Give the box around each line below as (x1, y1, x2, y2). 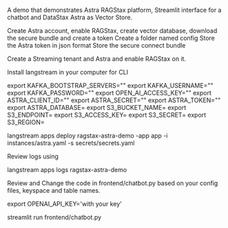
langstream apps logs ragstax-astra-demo (7, 166, 127, 173)
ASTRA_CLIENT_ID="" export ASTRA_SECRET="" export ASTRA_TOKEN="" (7, 96, 221, 104)
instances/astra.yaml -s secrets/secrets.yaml (7, 139, 136, 147)
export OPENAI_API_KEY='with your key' (7, 200, 122, 208)
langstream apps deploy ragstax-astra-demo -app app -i (7, 131, 168, 140)
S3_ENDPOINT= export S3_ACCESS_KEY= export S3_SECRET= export (7, 111, 207, 119)
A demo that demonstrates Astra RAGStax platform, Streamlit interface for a (7, 6, 222, 14)
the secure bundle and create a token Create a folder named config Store (7, 34, 215, 42)
